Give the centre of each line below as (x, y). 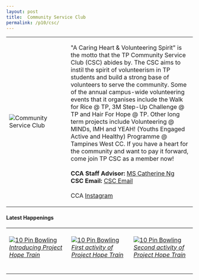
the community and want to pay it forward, (130, 152)
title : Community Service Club (46, 17)
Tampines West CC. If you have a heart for (129, 144)
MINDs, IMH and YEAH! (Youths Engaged (128, 129)
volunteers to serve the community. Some (129, 85)
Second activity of (159, 247)
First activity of (92, 247)
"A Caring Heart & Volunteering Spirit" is (126, 48)
